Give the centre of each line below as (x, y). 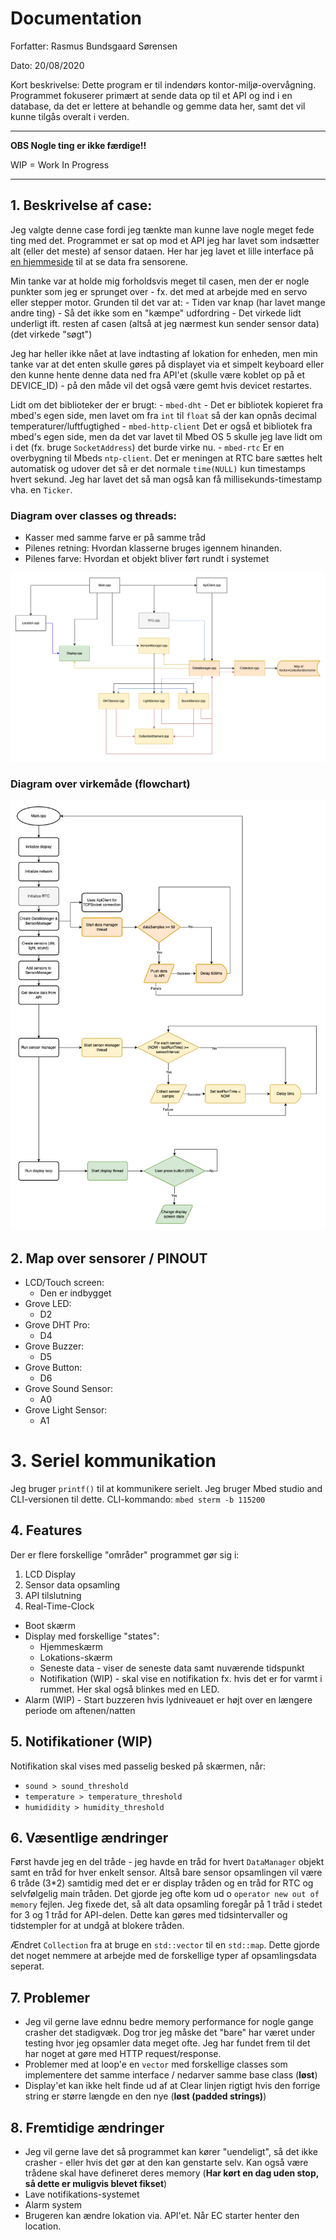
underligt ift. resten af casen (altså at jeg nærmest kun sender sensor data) (165, 323)
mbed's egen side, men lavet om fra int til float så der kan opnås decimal (163, 415)
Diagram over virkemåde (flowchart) (100, 784)
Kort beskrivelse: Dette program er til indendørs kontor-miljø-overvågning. (163, 84)
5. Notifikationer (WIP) (81, 1742)
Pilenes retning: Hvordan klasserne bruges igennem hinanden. (153, 548)
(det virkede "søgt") (51, 334)
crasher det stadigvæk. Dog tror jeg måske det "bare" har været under (170, 2033)
